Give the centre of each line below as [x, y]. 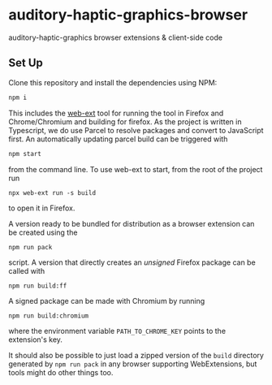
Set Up [26, 63]
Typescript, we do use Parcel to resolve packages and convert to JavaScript [136, 130]
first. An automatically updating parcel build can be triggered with [118, 139]
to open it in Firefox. [42, 208]
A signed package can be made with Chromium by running [107, 301]
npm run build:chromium [49, 316]
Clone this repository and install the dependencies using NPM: [113, 82]
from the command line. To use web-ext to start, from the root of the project [136, 169]
